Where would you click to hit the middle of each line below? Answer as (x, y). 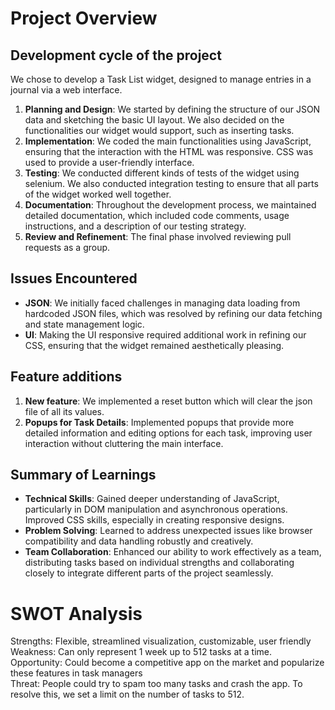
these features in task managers (76, 673)
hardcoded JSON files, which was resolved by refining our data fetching (173, 313)
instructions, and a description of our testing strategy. (135, 226)
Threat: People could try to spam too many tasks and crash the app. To (156, 684)
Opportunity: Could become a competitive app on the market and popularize (167, 663)
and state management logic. (84, 324)
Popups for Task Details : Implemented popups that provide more (159, 422)
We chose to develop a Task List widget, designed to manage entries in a (161, 79)
